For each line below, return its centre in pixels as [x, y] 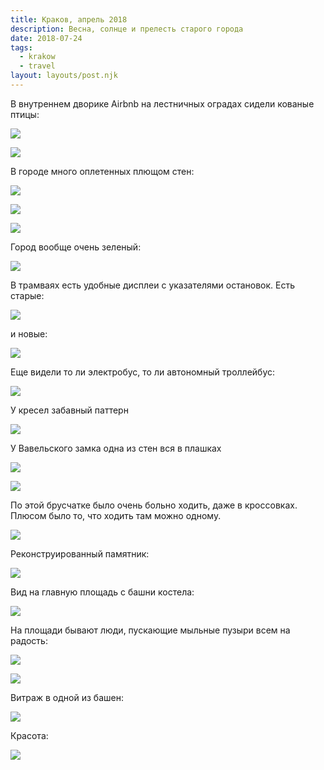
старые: [27, 295]
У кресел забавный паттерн [69, 410]
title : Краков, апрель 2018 [69, 19]
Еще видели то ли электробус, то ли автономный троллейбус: [143, 372]
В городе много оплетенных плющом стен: [102, 171]
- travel [37, 66]
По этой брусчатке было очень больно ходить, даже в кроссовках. [154, 505]
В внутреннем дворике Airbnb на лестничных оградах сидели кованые [162, 103]
